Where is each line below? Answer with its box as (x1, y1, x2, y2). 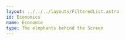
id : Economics (6, 14, 41, 20)
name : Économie (6, 19, 43, 25)
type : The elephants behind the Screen (6, 25, 104, 31)
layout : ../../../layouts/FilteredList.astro (6, 8, 119, 15)
